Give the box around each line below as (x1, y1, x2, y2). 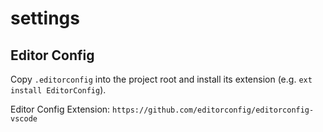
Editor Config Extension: (10, 103, 111, 115)
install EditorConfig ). (10, 84, 107, 96)
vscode (10, 114, 38, 124)
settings (10, 7, 80, 30)
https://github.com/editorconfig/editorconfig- (112, 105, 315, 115)
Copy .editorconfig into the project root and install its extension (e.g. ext (10, 73, 313, 85)
